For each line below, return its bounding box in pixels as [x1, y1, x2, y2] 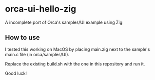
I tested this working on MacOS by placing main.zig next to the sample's [5, 46, 150, 52]
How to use [5, 33, 40, 42]
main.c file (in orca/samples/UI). [5, 51, 70, 57]
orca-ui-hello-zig [5, 3, 77, 15]
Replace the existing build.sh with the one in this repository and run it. [5, 61, 145, 66]
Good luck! [5, 70, 27, 76]
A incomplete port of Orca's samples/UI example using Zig [5, 19, 123, 25]
